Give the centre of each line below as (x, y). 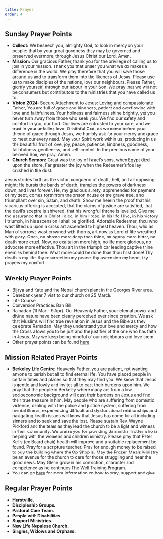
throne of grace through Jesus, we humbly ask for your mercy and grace (85, 134)
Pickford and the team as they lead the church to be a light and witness (83, 426)
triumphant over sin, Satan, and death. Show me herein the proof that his (78, 200)
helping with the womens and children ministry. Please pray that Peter (82, 436)
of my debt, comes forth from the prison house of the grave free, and (74, 195)
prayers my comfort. (26, 263)
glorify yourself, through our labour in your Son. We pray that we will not (84, 87)
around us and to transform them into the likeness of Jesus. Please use (83, 77)
